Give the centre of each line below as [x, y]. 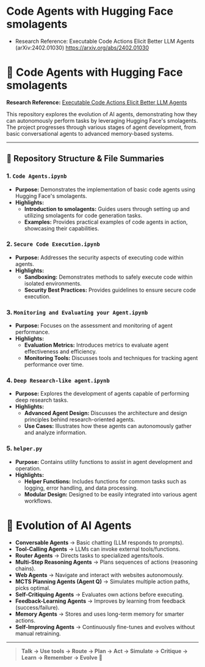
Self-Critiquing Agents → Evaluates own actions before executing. [99, 594]
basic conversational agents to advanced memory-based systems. [90, 133]
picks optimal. [33, 588]
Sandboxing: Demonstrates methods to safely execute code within [109, 277]
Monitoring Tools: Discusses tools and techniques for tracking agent [111, 358]
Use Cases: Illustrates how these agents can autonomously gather [108, 426]
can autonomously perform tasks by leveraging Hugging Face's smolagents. [102, 120]
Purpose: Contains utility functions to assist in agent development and [104, 462]
